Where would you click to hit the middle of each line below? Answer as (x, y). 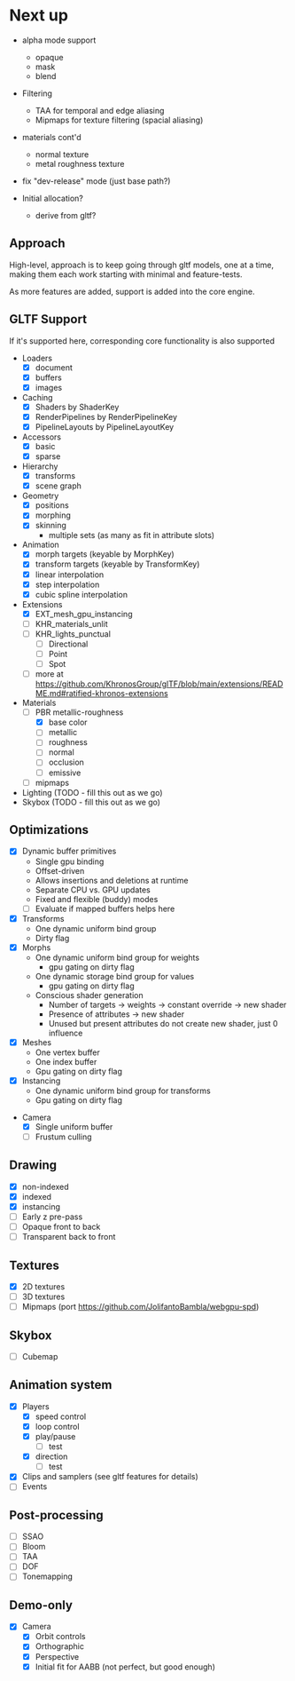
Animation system (61, 1385)
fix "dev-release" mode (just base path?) (96, 181)
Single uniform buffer (74, 1126)
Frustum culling (63, 1137)
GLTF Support (48, 319)
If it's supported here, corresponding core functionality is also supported (142, 341)
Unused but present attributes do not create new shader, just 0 (163, 1023)
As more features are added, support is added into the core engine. (132, 291)
